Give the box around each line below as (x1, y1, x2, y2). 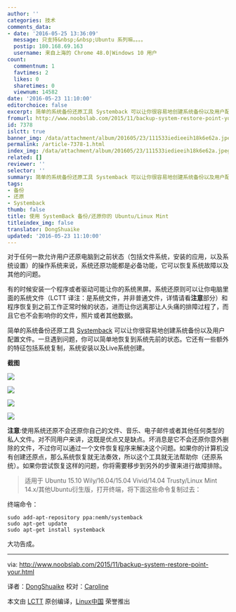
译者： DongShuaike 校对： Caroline (7, 582, 109, 591)
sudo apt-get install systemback (7, 526, 105, 534)
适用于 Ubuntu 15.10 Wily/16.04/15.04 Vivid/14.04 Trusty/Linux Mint (24, 476, 218, 485)
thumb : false (7, 207, 46, 214)
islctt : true (7, 128, 46, 135)
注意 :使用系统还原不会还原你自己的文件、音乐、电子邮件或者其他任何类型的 (7, 427, 225, 435)
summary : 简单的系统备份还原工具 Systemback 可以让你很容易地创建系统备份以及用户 (7, 174, 225, 181)
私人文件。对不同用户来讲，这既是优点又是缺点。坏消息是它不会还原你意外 (7, 435, 223, 443)
